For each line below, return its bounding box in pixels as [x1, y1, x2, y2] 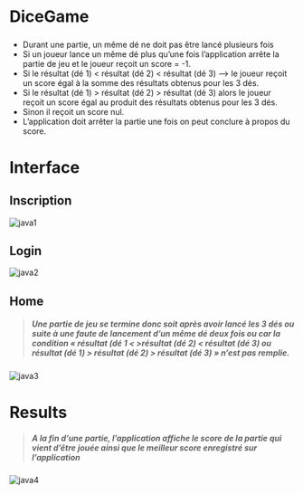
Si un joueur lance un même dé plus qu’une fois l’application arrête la [22, 48, 280, 60]
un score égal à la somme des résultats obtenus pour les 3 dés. [22, 77, 260, 88]
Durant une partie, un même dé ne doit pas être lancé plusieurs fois [22, 39, 274, 50]
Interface [9, 157, 80, 177]
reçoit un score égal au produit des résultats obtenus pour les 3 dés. [22, 97, 278, 108]
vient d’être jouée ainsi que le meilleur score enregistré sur [31, 442, 258, 453]
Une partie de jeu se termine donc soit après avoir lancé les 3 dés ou [31, 318, 295, 329]
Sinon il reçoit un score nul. [22, 106, 125, 117]
